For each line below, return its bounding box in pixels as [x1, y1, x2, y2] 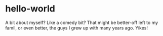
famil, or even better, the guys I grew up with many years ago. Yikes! [5, 24, 148, 30]
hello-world [5, 3, 56, 14]
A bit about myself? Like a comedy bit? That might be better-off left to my [5, 19, 158, 25]
